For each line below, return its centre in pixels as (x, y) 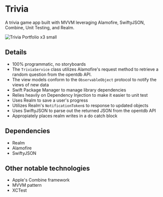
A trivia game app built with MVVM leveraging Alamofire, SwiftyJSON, (75, 22)
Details (16, 52)
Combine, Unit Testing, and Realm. (40, 27)
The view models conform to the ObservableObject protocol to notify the (84, 79)
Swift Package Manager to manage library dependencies (69, 90)
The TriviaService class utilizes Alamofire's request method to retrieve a (85, 69)
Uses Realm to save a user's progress (50, 100)
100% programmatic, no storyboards (49, 64)
